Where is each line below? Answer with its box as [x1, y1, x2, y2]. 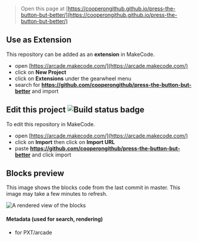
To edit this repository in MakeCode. [6, 120, 95, 127]
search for [14, 81, 40, 88]
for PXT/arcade [14, 229, 52, 236]
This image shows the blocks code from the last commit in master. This [6, 184, 181, 191]
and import [32, 87, 59, 95]
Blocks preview [6, 168, 64, 179]
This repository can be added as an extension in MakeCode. [6, 51, 155, 58]
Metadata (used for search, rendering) [6, 215, 103, 223]
